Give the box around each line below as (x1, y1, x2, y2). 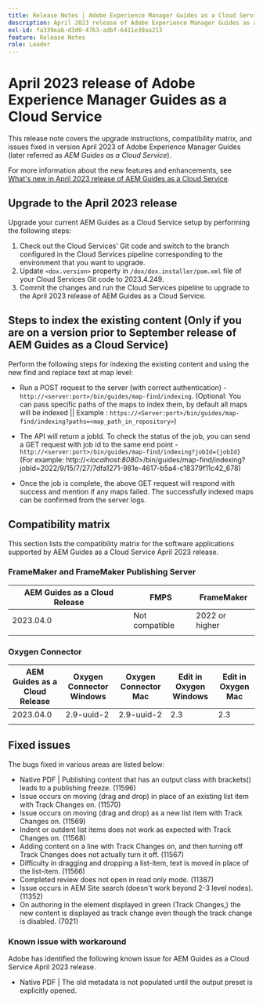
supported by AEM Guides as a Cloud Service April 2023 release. (8, 547, 219, 556)
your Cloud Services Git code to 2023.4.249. (19, 274, 164, 283)
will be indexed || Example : (19, 407, 108, 417)
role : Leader (8, 41, 51, 49)
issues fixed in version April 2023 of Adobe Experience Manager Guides (8, 142, 241, 151)
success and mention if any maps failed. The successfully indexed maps (19, 487, 254, 496)
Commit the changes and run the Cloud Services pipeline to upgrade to (19, 283, 250, 292)
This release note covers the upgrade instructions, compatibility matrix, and (8, 134, 252, 144)
